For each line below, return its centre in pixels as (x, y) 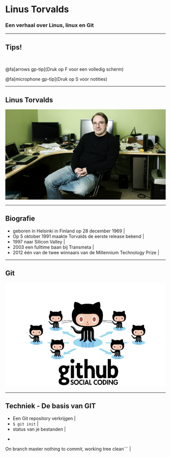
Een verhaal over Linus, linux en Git (50, 25)
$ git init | (25, 423)
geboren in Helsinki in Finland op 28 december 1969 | (69, 231)
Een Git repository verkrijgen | (44, 418)
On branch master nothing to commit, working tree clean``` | (68, 449)
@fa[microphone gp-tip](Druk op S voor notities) (56, 79)
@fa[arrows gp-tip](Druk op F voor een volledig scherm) (64, 69)
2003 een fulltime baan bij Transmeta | (53, 247)
